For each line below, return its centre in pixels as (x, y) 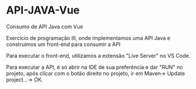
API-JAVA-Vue (43, 10)
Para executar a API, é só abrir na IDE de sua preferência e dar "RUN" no (94, 67)
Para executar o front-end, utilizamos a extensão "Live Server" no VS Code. (98, 55)
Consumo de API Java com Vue (45, 27)
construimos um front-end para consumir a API (63, 44)
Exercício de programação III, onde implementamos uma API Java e (88, 38)
